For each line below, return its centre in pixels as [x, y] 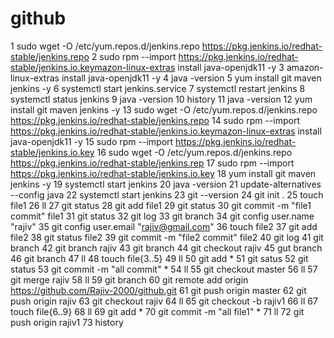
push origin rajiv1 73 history [67, 322]
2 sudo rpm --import [134, 56]
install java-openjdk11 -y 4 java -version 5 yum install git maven [191, 78]
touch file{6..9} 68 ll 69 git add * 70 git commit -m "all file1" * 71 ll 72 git [157, 311]
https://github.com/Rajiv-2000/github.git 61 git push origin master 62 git [158, 290]
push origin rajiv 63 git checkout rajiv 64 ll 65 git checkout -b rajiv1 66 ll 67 [164, 301]
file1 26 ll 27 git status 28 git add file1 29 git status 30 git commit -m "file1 [161, 205]
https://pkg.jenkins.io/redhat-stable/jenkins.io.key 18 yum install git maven [163, 173]
